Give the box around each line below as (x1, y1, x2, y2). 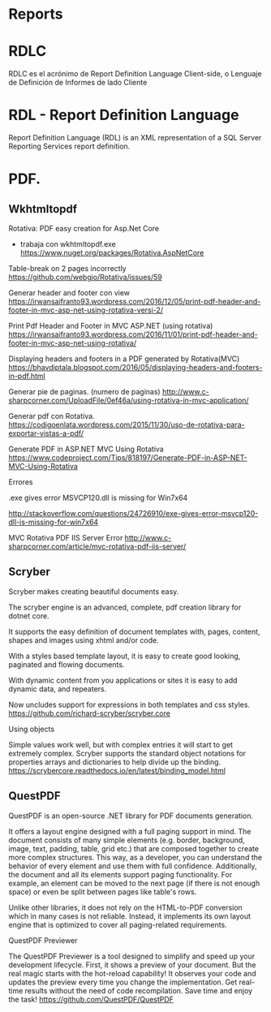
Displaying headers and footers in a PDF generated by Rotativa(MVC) (8, 354, 240, 364)
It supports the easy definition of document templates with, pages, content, (8, 627, 260, 636)
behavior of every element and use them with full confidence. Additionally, (8, 861, 257, 871)
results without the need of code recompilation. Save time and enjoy (24, 985, 253, 995)
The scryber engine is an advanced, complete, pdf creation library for (8, 602, 242, 612)
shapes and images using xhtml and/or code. (8, 635, 160, 645)
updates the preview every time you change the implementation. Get (8, 977, 238, 987)
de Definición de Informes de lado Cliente (8, 78, 148, 88)
